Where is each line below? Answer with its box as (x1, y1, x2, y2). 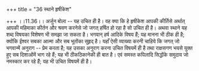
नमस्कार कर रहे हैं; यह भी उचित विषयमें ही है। (6, 58, 93, 65)
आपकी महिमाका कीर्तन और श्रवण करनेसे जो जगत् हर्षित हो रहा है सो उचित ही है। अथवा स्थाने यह (6, 24, 187, 31)
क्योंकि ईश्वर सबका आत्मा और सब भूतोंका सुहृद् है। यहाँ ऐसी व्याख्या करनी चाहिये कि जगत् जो (6, 38, 180, 45)
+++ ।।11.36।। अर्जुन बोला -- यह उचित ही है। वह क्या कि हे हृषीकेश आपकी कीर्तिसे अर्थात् (6, 18, 185, 24)
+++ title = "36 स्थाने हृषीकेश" (6, 6, 72, 13)
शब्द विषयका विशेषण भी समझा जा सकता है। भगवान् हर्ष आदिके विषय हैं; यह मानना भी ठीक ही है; (6, 31, 185, 38)
